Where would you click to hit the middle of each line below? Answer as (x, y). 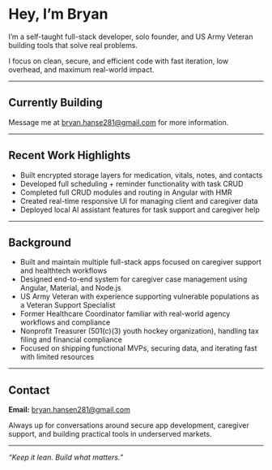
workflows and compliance (65, 322)
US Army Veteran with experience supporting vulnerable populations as (140, 296)
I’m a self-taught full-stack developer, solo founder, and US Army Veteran (131, 37)
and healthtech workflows (64, 271)
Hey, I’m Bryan (58, 14)
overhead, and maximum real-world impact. (81, 69)
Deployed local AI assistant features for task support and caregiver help (140, 209)
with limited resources (57, 357)
